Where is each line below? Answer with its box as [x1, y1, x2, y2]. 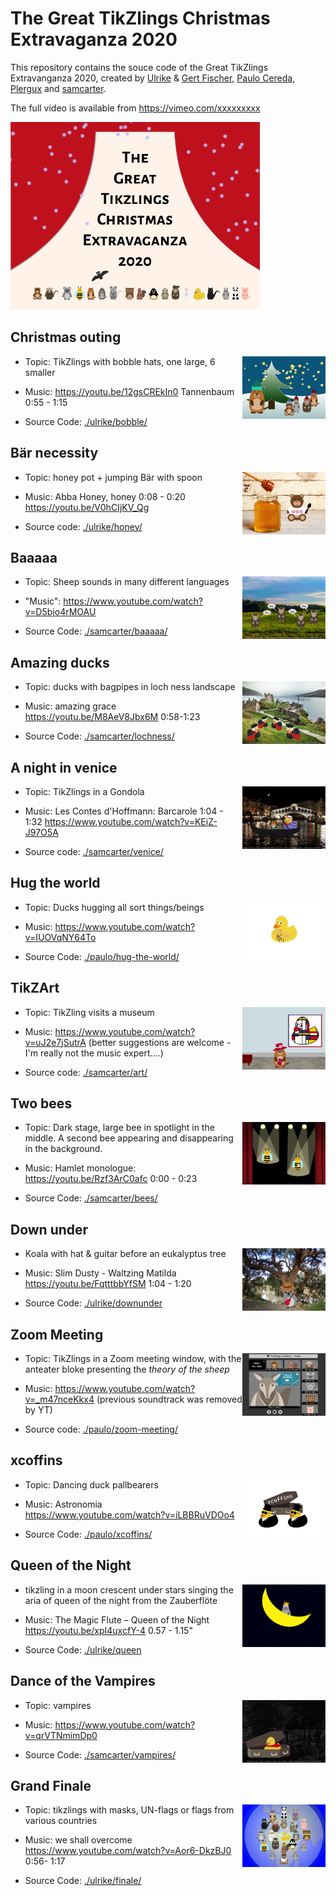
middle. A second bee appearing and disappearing [24, 1132, 234, 1144]
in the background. [24, 1143, 103, 1155]
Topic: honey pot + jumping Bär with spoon [24, 471, 203, 483]
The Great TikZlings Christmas [10, 7, 271, 30]
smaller [24, 366, 56, 378]
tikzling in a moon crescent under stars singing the [24, 1583, 234, 1596]
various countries [24, 1815, 98, 1827]
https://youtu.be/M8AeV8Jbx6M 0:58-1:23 [24, 711, 201, 723]
